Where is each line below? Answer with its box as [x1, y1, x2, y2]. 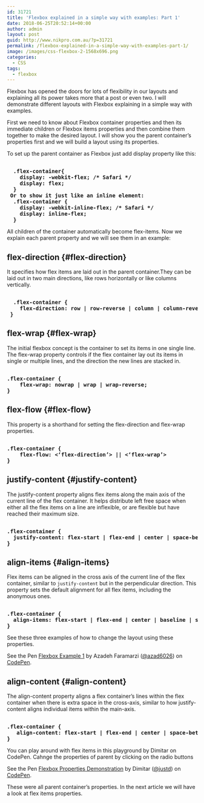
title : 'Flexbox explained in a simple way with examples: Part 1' [7, 15, 181, 21]
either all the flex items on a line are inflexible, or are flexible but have [7, 503, 180, 511]
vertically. [7, 281, 31, 289]
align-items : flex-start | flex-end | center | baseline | [13, 616, 192, 624]
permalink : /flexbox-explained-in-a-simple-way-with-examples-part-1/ [7, 43, 189, 49]
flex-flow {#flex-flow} [7, 405, 91, 415]
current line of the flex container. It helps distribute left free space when [7, 497, 186, 505]
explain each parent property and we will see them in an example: [7, 235, 171, 242]
